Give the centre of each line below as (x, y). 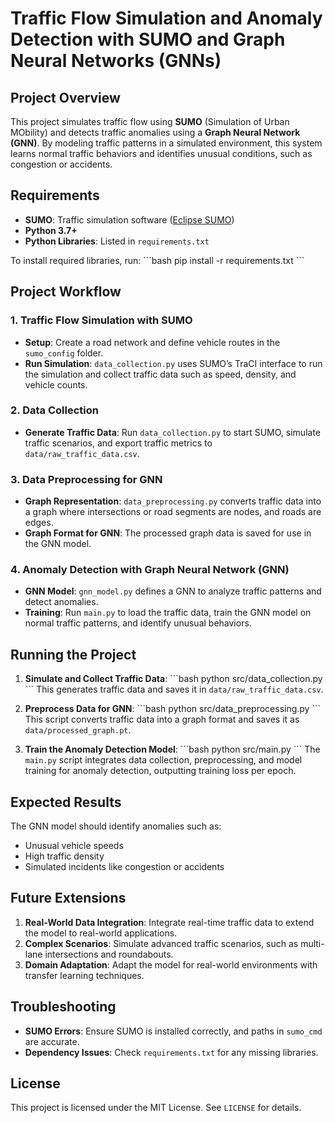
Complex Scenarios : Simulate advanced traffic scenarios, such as (161, 943)
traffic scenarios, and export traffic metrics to (118, 443)
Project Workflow (66, 292)
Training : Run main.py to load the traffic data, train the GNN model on (168, 613)
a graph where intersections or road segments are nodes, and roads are (173, 512)
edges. (39, 523)
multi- (312, 943)
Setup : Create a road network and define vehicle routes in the (152, 342)
